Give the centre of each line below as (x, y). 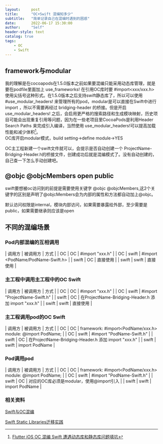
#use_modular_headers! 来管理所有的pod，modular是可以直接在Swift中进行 (81, 102)
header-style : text (25, 32)
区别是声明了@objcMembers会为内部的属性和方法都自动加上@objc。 (87, 194)
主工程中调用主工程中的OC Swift (43, 280)
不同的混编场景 (27, 227)
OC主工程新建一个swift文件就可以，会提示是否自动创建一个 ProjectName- (79, 148)
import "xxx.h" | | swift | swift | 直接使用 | (51, 303)
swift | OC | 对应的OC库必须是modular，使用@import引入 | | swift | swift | (78, 381)
